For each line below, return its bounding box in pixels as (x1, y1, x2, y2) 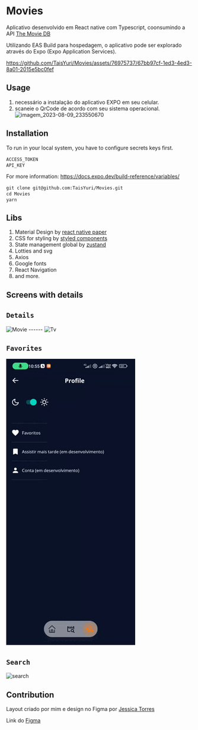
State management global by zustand (14, 241, 107, 248)
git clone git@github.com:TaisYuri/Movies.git (6, 185, 123, 191)
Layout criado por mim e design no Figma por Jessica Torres (6, 706, 155, 713)
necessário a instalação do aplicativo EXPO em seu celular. (14, 98, 159, 106)
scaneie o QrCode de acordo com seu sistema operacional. (14, 105, 160, 112)
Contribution (6, 690, 55, 700)
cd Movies (6, 191, 31, 197)
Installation (6, 129, 49, 139)
